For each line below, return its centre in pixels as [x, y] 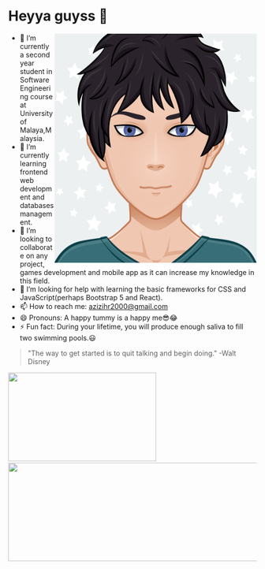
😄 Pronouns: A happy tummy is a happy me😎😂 [99, 318]
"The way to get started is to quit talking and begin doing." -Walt [132, 353]
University [36, 113]
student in [36, 71]
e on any [34, 255]
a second [35, 54]
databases [37, 205]
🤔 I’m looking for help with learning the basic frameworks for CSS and [133, 289]
